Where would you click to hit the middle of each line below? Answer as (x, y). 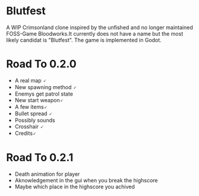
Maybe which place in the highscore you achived (75, 186)
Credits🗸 (26, 133)
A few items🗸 (31, 107)
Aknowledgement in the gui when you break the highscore (86, 180)
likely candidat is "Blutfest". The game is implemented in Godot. (84, 40)
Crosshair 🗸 (29, 127)
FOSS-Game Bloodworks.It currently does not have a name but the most (95, 33)
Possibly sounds (35, 120)
